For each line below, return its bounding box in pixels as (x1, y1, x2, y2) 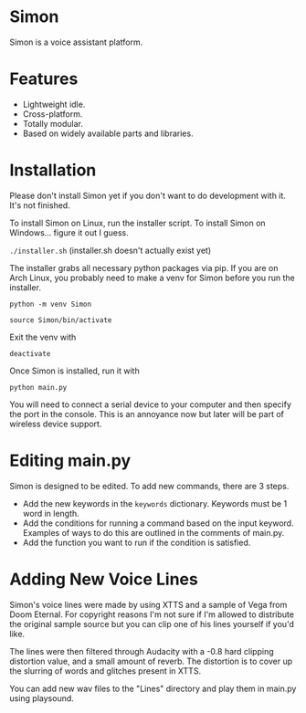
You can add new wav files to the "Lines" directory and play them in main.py (9, 683, 297, 694)
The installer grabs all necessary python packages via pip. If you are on (9, 262, 279, 273)
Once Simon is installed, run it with (9, 365, 140, 376)
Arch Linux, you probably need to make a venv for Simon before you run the (9, 272, 295, 283)
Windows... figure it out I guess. (9, 226, 130, 238)
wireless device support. (9, 418, 102, 429)
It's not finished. (9, 199, 70, 211)
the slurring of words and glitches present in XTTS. (9, 665, 202, 676)
